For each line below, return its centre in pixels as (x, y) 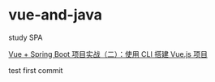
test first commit (36, 70)
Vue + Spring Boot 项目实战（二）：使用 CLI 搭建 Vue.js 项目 (108, 54)
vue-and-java (56, 15)
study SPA (26, 37)
